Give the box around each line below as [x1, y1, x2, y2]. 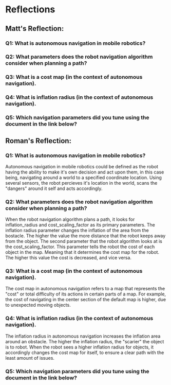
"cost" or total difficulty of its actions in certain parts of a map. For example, [5, 291, 166, 297]
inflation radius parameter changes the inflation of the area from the [5, 227, 149, 234]
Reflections [5, 4, 55, 15]
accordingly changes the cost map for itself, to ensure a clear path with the [5, 349, 164, 356]
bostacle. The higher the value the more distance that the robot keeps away [5, 233, 166, 239]
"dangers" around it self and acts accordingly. [5, 185, 103, 191]
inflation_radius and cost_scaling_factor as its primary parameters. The [5, 222, 155, 228]
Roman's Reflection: [5, 136, 72, 145]
